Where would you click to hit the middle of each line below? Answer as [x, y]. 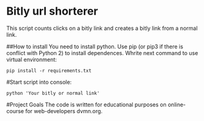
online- [177, 105]
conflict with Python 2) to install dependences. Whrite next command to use [102, 53]
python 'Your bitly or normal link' [53, 93]
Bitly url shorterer [52, 11]
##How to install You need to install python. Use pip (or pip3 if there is [95, 46]
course [15, 111]
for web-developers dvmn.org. [64, 111]
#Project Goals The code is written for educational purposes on [86, 105]
